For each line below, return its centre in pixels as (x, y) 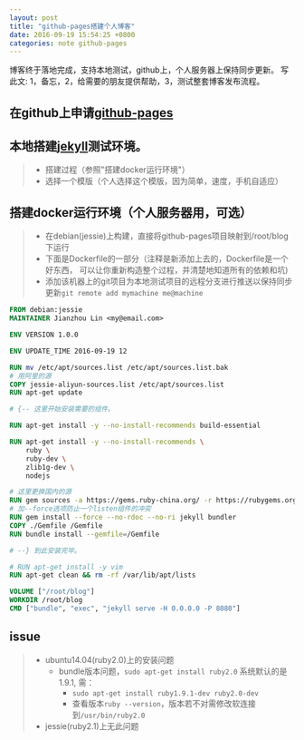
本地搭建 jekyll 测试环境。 (78, 146)
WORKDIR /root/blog (46, 600)
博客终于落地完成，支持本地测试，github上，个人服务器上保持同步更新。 (144, 70)
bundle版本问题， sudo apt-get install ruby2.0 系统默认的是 (173, 671)
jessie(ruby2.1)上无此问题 (92, 725)
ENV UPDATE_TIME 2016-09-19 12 (68, 351)
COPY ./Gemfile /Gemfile (56, 526)
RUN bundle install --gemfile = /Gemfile (85, 534)
